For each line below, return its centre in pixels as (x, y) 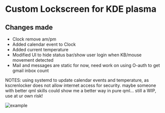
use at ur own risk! (24, 96)
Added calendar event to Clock (44, 44)
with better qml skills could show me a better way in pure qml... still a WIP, (81, 91)
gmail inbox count (30, 71)
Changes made (29, 27)
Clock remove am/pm (34, 39)
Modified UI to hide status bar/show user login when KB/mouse (77, 55)
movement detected (33, 60)
